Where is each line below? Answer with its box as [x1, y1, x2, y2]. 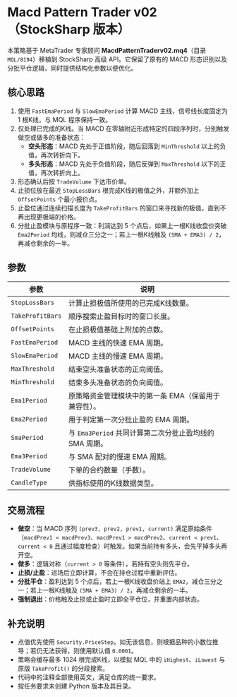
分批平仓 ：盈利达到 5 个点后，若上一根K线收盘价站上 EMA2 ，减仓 [17, 577, 205, 586]
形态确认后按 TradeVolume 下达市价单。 [17, 177, 130, 186]
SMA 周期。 [68, 439, 108, 448]
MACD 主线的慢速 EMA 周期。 [68, 351, 168, 361]
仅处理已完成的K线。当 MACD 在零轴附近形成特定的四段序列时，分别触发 [17, 124, 230, 133]
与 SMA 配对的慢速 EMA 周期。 [68, 451, 171, 461]
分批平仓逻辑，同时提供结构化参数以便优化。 [7, 64, 138, 72]
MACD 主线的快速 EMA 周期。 [68, 338, 168, 347]
